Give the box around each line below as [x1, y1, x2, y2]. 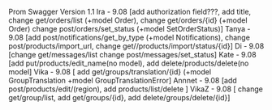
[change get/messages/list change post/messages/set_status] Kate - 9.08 [8, 50, 257, 59]
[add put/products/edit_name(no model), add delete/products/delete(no [8, 58, 249, 68]
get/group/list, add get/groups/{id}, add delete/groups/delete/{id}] [8, 93, 231, 102]
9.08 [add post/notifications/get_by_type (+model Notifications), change [8, 32, 250, 42]
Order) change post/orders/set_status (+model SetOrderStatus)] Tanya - [8, 24, 251, 33]
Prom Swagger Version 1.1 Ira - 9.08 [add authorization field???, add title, [8, 7, 252, 16]
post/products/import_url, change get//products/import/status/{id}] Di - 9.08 [8, 41, 265, 51]
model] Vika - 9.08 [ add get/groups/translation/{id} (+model [8, 67, 212, 76]
